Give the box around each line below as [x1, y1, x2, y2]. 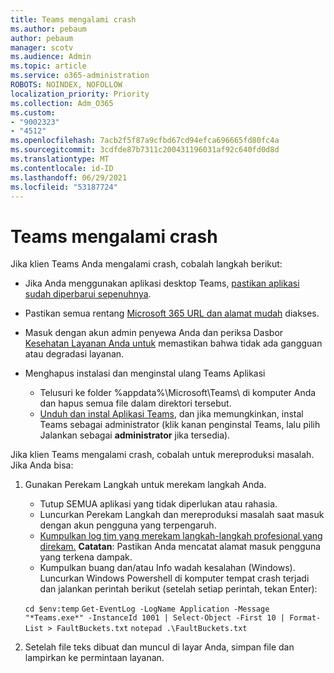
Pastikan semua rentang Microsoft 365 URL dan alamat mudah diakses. [24, 307, 320, 320]
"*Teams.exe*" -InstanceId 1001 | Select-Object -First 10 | [24, 613, 286, 623]
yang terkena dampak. [39, 551, 133, 563]
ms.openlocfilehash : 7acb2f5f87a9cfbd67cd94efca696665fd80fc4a [10, 136, 280, 146]
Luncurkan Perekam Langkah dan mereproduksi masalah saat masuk [39, 509, 325, 521]
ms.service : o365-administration [10, 71, 150, 81]
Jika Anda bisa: [10, 459, 74, 471]
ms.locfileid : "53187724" [10, 182, 118, 192]
